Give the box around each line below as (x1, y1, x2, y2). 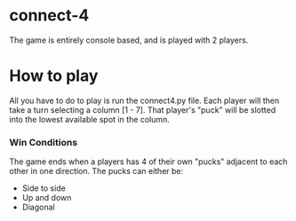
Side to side (21, 183, 67, 193)
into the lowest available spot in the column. (9, 114, 171, 124)
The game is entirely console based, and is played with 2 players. (9, 35, 249, 45)
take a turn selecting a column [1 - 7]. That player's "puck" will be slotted (9, 104, 276, 115)
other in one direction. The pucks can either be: (9, 166, 184, 177)
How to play (9, 66, 99, 86)
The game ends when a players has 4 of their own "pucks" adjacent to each (9, 156, 288, 167)
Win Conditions (9, 136, 78, 148)
